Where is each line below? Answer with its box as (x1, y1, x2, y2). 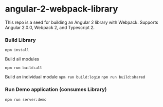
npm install (5, 47, 29, 53)
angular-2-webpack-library (5, 3, 118, 15)
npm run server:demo (5, 97, 47, 102)
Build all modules (5, 56, 39, 62)
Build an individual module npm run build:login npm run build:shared (5, 74, 145, 80)
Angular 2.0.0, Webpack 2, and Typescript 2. (5, 24, 95, 30)
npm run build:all (5, 65, 42, 71)
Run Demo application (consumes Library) (5, 86, 107, 93)
